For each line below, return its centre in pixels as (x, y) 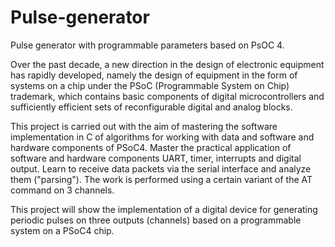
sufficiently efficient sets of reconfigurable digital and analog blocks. (151, 107)
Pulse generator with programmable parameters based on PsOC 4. (147, 45)
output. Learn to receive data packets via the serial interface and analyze (161, 168)
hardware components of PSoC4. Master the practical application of (151, 147)
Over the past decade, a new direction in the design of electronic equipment (167, 64)
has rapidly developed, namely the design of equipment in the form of (154, 75)
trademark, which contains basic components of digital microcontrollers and (167, 96)
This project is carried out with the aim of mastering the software (144, 126)
